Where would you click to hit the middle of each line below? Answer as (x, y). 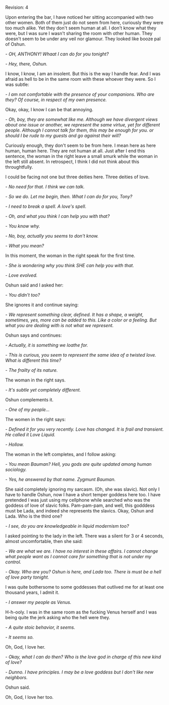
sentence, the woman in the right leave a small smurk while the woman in (81, 156)
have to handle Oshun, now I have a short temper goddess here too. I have (83, 494)
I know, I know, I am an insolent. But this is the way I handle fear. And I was (83, 74)
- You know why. (23, 226)
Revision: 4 (17, 7)
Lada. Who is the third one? (34, 516)
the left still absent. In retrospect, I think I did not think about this (72, 162)
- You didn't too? (23, 295)
